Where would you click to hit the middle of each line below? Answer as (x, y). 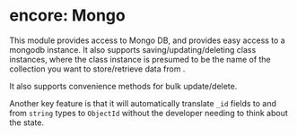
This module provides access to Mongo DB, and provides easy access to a (147, 40)
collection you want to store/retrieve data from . (97, 69)
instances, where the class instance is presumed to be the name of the (140, 59)
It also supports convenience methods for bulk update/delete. (123, 86)
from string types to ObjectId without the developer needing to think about (149, 113)
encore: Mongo (67, 16)
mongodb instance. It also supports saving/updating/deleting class (133, 49)
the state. (27, 122)
